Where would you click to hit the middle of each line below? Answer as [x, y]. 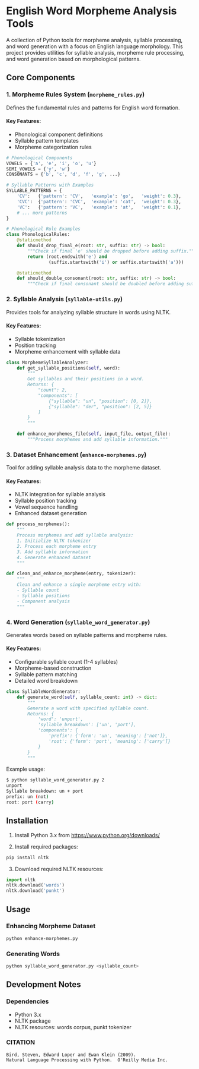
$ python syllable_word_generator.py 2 [55, 780]
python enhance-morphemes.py [42, 938]
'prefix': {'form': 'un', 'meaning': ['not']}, [108, 736]
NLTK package [33, 1021]
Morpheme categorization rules [53, 147]
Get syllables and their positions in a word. [86, 379]
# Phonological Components [39, 158]
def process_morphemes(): [38, 524]
